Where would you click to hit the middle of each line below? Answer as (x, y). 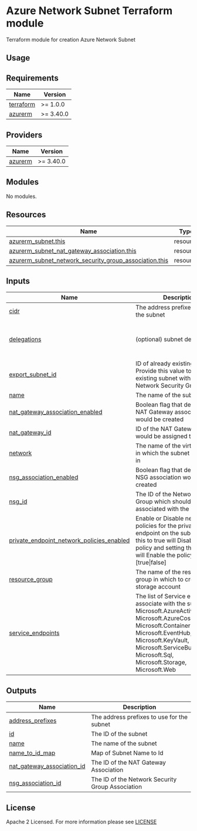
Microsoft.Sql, (155, 655)
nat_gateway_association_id (47, 766)
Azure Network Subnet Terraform (89, 11)
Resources (26, 215)
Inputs (18, 281)
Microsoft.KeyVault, (162, 640)
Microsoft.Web (156, 669)
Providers (24, 135)
